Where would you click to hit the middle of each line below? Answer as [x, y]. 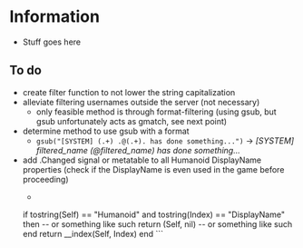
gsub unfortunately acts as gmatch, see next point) [132, 121]
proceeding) [46, 179]
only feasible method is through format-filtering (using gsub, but [156, 112]
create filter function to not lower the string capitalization [129, 92]
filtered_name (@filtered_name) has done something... [138, 150]
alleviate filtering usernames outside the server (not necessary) [141, 102]
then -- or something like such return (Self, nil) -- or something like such [157, 223]
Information [54, 17]
